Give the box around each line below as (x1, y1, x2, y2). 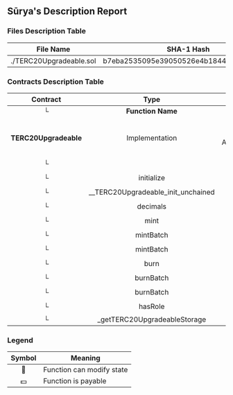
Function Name (126, 106, 178, 116)
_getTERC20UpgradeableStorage (96, 315, 207, 324)
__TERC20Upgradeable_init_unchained (88, 187, 215, 197)
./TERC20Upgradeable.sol (10, 55, 96, 65)
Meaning (70, 353, 101, 363)
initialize (138, 173, 165, 183)
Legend (7, 335, 33, 345)
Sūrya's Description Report (7, 6, 128, 17)
